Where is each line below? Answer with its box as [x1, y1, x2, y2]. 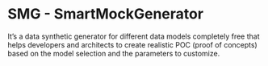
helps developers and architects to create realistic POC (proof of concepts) [7, 39, 258, 49]
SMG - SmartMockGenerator [7, 5, 203, 23]
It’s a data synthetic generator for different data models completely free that [7, 31, 260, 41]
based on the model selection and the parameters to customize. [7, 48, 220, 58]
